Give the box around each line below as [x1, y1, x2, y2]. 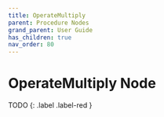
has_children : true [8, 33, 72, 42]
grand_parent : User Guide [8, 26, 93, 34]
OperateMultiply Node [8, 75, 157, 93]
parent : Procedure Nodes [8, 19, 89, 27]
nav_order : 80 [8, 41, 55, 49]
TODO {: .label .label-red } [8, 101, 93, 110]
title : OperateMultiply [8, 11, 86, 20]
